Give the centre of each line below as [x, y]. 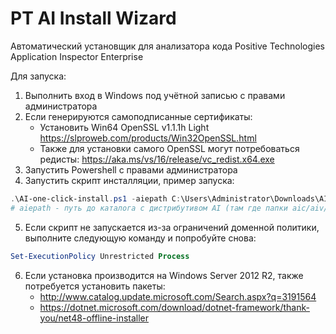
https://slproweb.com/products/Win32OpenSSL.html [148, 138]
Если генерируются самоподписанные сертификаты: [138, 116]
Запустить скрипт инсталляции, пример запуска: [129, 180]
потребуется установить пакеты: [95, 286]
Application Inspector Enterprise [77, 56]
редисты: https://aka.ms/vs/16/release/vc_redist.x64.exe [157, 159]
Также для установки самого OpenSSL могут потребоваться [169, 148]
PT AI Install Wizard [93, 18]
